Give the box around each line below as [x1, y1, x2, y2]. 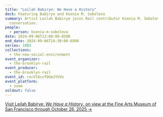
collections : [5, 47, 32, 52]
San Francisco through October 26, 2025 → [5, 106, 92, 112]
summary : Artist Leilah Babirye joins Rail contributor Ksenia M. [5, 16, 142, 21]
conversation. [9, 20, 38, 26]
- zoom [9, 83, 23, 88]
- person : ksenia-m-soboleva [9, 29, 68, 34]
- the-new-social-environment [9, 52, 70, 57]
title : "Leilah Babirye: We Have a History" [5, 7, 97, 12]
